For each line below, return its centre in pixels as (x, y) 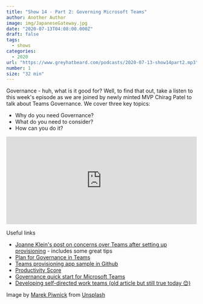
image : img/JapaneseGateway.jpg (47, 23)
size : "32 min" (25, 74)
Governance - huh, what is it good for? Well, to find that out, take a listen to (100, 91)
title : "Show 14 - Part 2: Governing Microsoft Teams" (77, 12)
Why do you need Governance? (54, 115)
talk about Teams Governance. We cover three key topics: (78, 104)
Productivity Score (38, 270)
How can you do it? (39, 128)
